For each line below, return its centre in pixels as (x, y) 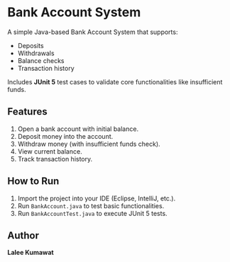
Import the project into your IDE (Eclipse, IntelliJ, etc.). (97, 198)
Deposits (31, 45)
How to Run (33, 181)
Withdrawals (36, 53)
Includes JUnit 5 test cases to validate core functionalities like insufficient (115, 81)
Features (27, 112)
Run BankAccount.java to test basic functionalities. (91, 205)
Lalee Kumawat (31, 253)
